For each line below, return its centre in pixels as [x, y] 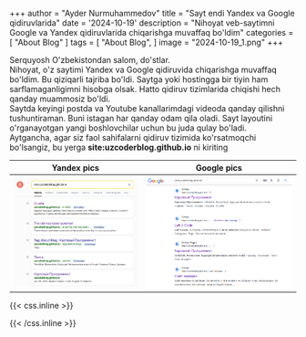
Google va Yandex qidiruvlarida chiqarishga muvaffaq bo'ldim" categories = [152, 32]
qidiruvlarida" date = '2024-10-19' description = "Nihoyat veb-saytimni [142, 23]
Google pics [219, 167]
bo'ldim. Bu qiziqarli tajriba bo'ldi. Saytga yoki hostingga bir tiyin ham [139, 79]
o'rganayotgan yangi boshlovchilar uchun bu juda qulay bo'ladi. [128, 128]
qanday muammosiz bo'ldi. [60, 99]
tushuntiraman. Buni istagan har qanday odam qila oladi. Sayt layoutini [141, 118]
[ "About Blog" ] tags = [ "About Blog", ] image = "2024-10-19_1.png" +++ [147, 42]
